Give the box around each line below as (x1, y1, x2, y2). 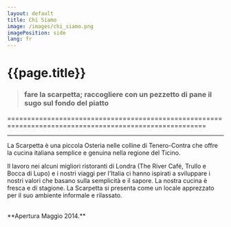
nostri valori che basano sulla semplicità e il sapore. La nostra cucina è (7, 176, 208, 184)
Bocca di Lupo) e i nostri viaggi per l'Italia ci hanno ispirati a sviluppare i (7, 169, 211, 177)
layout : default (7, 10, 54, 17)
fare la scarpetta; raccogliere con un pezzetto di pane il (23, 90, 212, 100)
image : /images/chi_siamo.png (7, 23, 94, 30)
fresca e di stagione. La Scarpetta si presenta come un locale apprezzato (7, 184, 214, 192)
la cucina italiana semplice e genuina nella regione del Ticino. (7, 149, 181, 157)
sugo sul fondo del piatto (23, 98, 109, 108)
